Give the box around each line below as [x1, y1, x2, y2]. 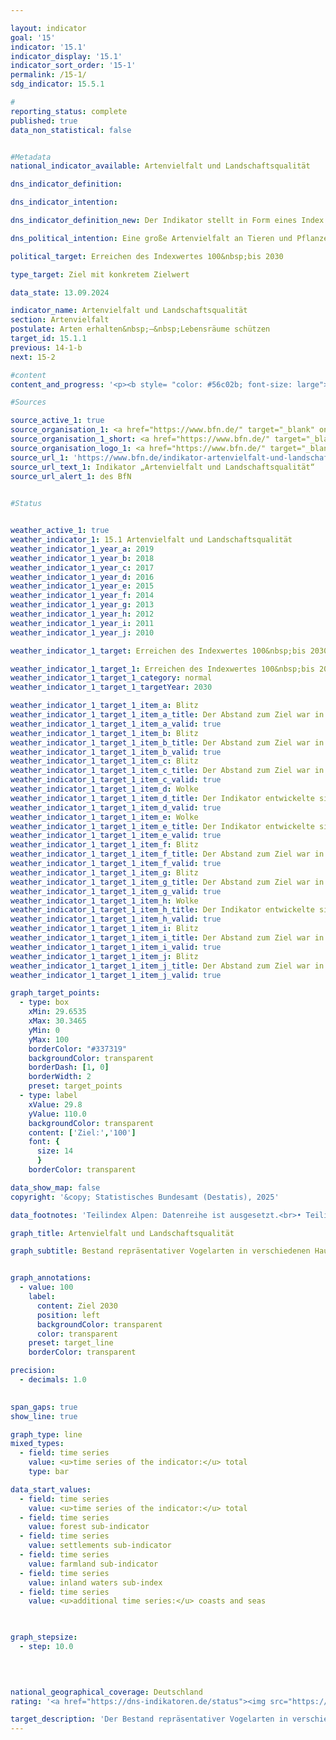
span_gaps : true [10, 1402, 78, 1412]
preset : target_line [28, 1338, 114, 1348]
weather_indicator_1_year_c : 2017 [10, 562, 155, 573]
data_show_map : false [10, 1182, 101, 1193]
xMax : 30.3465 [28, 1016, 87, 1026]
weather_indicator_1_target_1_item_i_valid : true [10, 942, 222, 952]
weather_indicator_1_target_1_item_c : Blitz [10, 756, 199, 766]
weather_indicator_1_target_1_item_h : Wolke [10, 896, 199, 906]
